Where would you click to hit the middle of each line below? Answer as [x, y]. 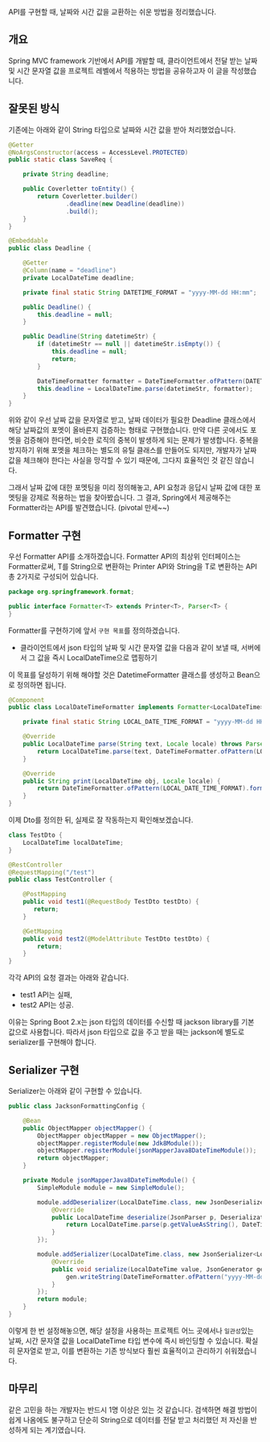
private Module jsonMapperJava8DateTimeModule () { [109, 1180]
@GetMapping [43, 931]
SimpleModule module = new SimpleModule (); [111, 1187]
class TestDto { [35, 835]
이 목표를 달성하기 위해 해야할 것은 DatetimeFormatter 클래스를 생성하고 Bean [131, 675]
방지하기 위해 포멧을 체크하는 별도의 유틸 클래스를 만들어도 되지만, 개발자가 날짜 [133, 451]
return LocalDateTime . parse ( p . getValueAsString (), [152, 1225]
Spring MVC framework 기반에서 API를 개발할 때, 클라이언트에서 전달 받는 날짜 [133, 60]
